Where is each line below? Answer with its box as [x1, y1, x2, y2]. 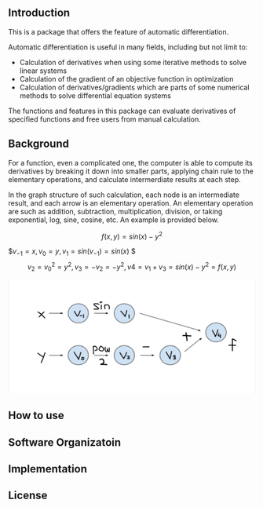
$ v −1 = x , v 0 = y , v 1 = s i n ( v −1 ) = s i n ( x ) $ [8, 246, 136, 258]
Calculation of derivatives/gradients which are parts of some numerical [19, 82, 250, 92]
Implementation [8, 462, 88, 476]
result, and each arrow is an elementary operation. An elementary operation [8, 198, 254, 207]
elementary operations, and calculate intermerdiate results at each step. [8, 174, 241, 184]
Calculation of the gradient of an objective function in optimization [19, 74, 234, 83]
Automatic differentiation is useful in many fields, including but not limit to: [8, 42, 248, 52]
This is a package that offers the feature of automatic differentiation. [8, 27, 229, 36]
